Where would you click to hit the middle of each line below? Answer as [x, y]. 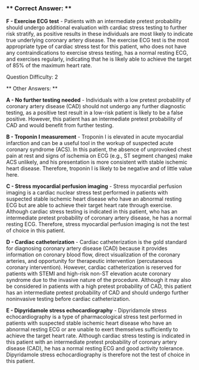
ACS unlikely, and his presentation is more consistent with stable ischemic [97, 162]
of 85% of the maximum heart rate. [49, 65]
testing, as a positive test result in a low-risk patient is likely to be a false [95, 113]
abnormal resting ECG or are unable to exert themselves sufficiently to [92, 330]
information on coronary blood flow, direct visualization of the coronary [93, 255]
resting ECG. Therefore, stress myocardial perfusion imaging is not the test [98, 224]
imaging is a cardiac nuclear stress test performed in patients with [87, 193]
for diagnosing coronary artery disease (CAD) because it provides [87, 249]
